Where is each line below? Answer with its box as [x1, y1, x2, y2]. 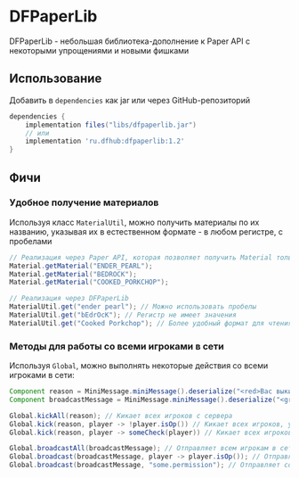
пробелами [9, 235, 53, 246]
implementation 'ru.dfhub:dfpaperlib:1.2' [25, 136, 185, 146]
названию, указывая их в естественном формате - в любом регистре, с [9, 226, 283, 237]
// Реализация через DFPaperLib [9, 294, 129, 303]
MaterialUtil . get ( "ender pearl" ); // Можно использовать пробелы [9, 302, 256, 311]
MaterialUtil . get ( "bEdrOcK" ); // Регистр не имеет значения [9, 310, 238, 320]
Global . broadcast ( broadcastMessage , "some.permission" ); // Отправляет [9, 461, 280, 470]
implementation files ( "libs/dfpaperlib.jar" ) [25, 120, 198, 129]
